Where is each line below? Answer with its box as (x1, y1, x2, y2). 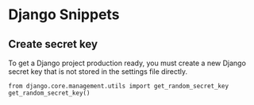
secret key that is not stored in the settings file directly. (8, 67, 188, 76)
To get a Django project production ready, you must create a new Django (8, 58, 246, 68)
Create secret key (8, 37, 98, 51)
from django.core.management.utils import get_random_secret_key (8, 82, 229, 90)
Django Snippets (8, 6, 121, 24)
